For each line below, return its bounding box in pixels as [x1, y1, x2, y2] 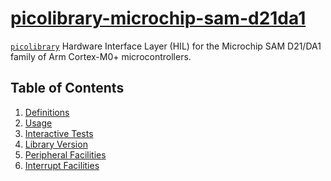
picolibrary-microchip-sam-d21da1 [10, 7, 307, 30]
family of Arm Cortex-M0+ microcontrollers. [10, 50, 192, 62]
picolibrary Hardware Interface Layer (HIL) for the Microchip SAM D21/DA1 [10, 40, 322, 52]
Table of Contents [10, 80, 125, 97]
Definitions [24, 106, 70, 118]
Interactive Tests [24, 127, 94, 139]
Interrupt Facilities [24, 159, 100, 171]
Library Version [24, 138, 88, 150]
